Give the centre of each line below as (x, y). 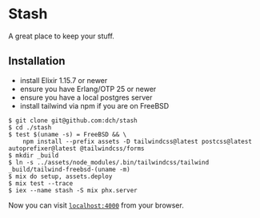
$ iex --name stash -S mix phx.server (73, 190)
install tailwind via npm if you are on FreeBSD (94, 105)
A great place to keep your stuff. (61, 36)
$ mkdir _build (34, 155)
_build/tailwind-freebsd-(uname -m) (69, 169)
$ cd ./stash (30, 127)
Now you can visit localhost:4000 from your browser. (96, 205)
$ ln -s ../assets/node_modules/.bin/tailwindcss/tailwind (109, 162)
